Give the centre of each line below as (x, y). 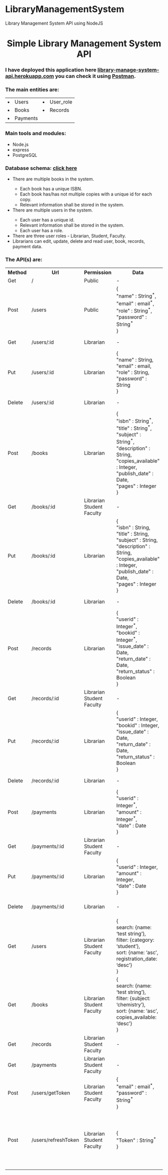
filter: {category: (135, 940)
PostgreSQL (25, 155)
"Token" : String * (136, 1140)
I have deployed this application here (51, 70)
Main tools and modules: (36, 133)
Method (17, 272)
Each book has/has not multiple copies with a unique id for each (86, 194)
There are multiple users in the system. (53, 210)
